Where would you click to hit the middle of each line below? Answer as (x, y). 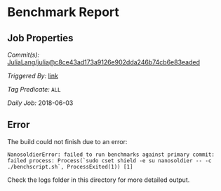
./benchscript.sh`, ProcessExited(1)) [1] (70, 167)
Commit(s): (24, 55)
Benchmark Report (63, 12)
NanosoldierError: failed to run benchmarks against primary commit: (111, 155)
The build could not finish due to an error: (67, 141)
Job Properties (40, 38)
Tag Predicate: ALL (34, 89)
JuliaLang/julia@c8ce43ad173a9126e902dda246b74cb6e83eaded (104, 62)
